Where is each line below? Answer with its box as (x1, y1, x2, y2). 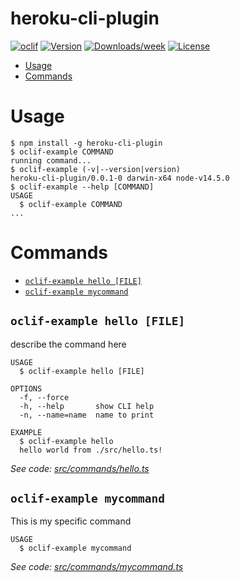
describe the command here (10, 338, 127, 350)
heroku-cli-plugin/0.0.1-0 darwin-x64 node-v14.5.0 (10, 173, 230, 183)
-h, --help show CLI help (19, 401, 155, 411)
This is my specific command (10, 515, 132, 527)
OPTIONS (10, 383, 43, 394)
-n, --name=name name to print (19, 410, 155, 420)
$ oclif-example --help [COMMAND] (10, 182, 155, 192)
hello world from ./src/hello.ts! (19, 445, 163, 455)
